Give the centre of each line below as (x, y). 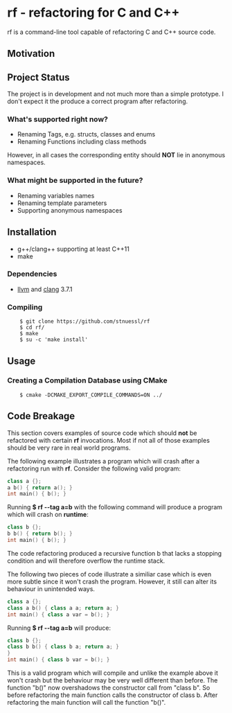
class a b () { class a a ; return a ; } (63, 608)
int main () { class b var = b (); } (59, 660)
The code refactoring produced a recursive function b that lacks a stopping (115, 553)
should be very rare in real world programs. (69, 448)
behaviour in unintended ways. (51, 589)
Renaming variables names (56, 195)
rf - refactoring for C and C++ (93, 13)
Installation (32, 232)
